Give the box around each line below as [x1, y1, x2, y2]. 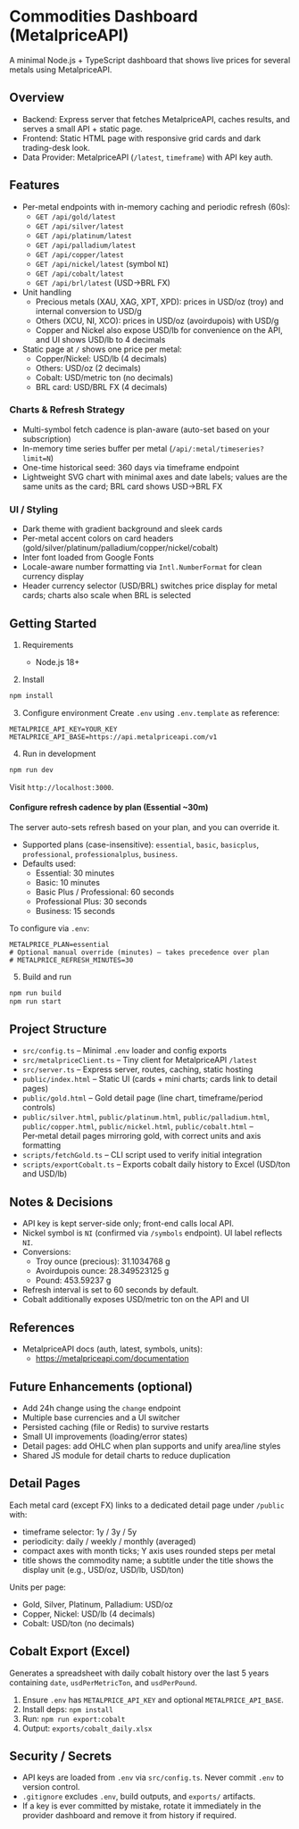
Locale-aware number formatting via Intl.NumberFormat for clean [21, 561, 262, 572]
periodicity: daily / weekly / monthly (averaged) [21, 1535, 196, 1546]
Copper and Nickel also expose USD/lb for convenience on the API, [35, 324, 283, 336]
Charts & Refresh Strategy [9, 403, 125, 416]
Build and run [21, 971, 71, 982]
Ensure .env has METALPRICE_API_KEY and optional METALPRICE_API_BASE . [21, 1694, 284, 1705]
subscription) [21, 433, 71, 444]
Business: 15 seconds [35, 905, 116, 916]
